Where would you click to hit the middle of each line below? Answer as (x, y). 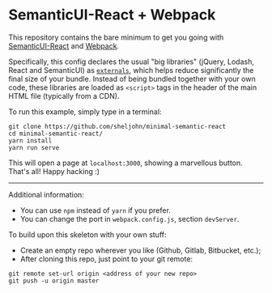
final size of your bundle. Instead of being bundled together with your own (132, 79)
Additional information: (47, 194)
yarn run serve (34, 147)
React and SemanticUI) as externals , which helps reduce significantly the (131, 70)
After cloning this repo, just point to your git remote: (106, 259)
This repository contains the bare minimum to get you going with (116, 37)
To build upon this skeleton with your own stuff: (87, 234)
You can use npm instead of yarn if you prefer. (96, 210)
